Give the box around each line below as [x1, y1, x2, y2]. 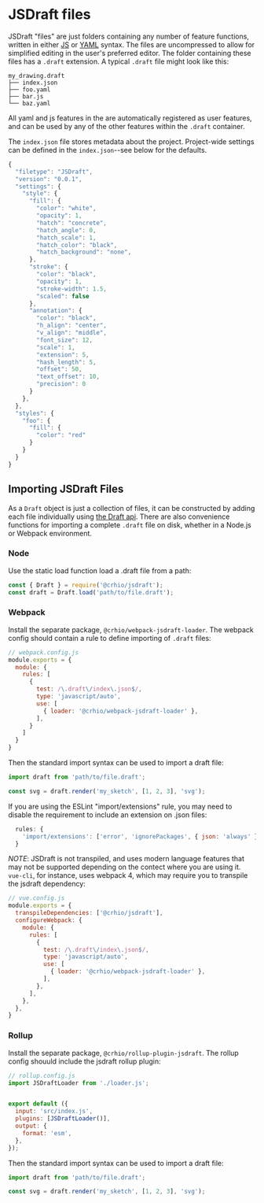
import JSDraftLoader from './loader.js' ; [8, 1079, 149, 1087]
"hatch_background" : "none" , [36, 248, 132, 257]
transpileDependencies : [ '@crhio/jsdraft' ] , [15, 909, 163, 917]
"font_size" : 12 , [36, 336, 93, 344]
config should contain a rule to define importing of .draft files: [8, 633, 211, 642]
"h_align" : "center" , [36, 321, 108, 330]
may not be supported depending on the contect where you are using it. [8, 862, 241, 872]
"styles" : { [15, 409, 55, 417]
